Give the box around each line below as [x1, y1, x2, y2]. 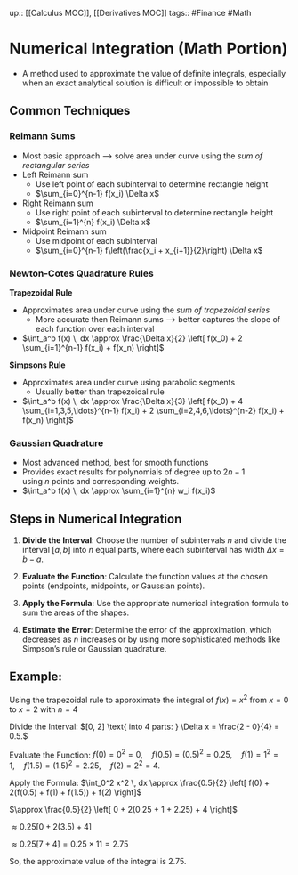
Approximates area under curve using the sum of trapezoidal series [21, 304, 270, 315]
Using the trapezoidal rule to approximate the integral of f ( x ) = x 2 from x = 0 [9, 693, 289, 705]
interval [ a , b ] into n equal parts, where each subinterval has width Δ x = [21, 545, 285, 555]
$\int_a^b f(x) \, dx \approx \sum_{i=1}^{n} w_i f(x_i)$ [21, 485, 216, 497]
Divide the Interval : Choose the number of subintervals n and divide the [21, 535, 287, 546]
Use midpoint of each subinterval [35, 235, 157, 246]
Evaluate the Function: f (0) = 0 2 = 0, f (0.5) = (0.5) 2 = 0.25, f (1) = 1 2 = [9, 748, 278, 760]
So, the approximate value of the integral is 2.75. [9, 855, 187, 866]
